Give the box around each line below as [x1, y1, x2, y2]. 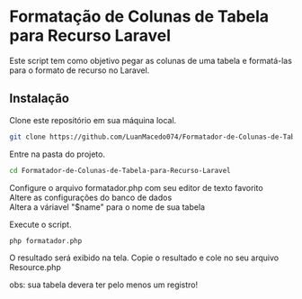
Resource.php [9, 262, 61, 273]
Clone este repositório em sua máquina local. [9, 114, 177, 125]
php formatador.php [9, 236, 83, 245]
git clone [9, 132, 47, 141]
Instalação [9, 91, 70, 106]
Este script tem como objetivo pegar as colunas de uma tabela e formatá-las [9, 55, 292, 66]
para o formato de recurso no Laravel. [9, 65, 150, 76]
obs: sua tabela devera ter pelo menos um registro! [9, 279, 199, 290]
